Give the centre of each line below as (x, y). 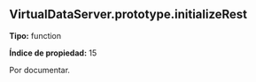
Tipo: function (35, 35)
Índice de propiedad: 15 (53, 53)
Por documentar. (40, 70)
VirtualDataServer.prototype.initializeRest (128, 15)
